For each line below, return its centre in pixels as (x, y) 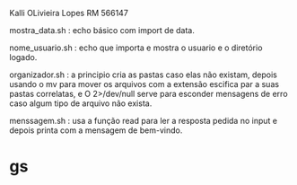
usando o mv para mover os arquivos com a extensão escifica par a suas (144, 84)
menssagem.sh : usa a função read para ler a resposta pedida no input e (144, 121)
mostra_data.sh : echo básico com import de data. (102, 30)
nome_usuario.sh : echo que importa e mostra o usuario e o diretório (136, 48)
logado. (23, 57)
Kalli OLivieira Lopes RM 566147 (69, 13)
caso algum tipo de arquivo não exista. (81, 103)
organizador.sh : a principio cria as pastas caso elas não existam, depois (144, 75)
